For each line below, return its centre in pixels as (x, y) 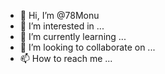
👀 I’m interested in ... (62, 26)
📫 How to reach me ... (66, 58)
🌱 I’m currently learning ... (73, 36)
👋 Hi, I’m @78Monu (59, 15)
